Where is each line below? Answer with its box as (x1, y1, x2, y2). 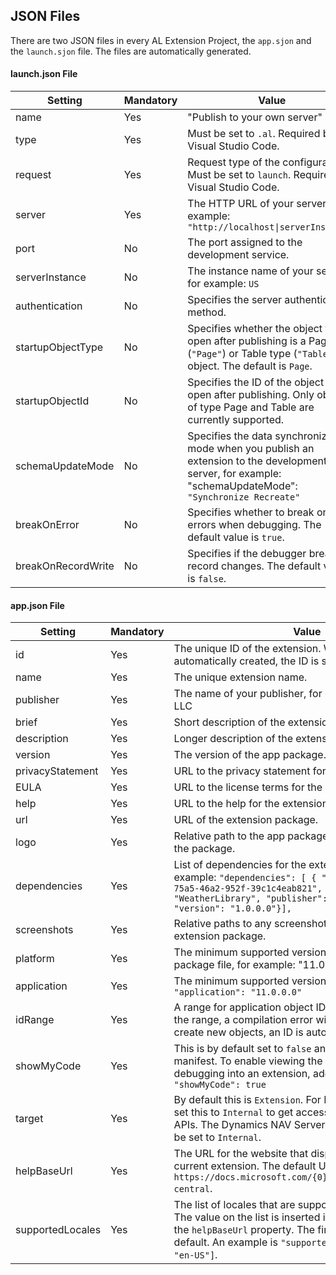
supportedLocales (15, 1223, 102, 1237)
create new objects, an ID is (173, 1025, 304, 1039)
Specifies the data (187, 429, 273, 443)
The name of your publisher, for (173, 687, 323, 701)
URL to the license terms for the (173, 780, 323, 794)
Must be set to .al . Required (187, 127, 321, 141)
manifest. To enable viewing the (173, 1054, 323, 1068)
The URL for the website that (173, 1147, 309, 1161)
